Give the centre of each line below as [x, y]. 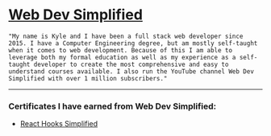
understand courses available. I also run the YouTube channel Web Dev [131, 71]
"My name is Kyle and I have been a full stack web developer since [126, 36]
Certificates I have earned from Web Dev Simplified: [113, 106]
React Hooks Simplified [59, 124]
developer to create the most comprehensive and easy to [131, 64]
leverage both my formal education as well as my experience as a [122, 57]
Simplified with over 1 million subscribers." [88, 78]
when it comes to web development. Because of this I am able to [120, 50]
